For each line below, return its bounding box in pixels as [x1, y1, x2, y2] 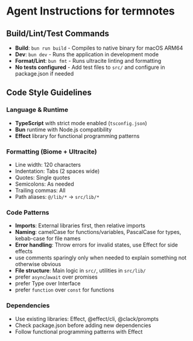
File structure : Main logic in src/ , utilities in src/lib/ [14, 267, 146, 274]
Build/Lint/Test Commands [6, 28, 110, 39]
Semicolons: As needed [14, 180, 74, 187]
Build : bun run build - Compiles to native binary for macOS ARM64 [14, 44, 183, 51]
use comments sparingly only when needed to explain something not [14, 254, 187, 261]
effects [14, 248, 33, 255]
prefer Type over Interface [14, 280, 81, 287]
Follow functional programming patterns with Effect [14, 328, 143, 335]
